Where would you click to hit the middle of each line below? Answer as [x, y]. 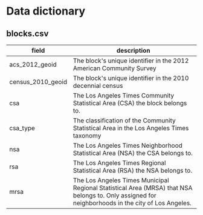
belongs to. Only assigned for [115, 195]
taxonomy [87, 136]
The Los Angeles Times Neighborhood [128, 145]
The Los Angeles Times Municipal [121, 180]
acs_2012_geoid [33, 64]
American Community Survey [114, 68]
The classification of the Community [124, 121]
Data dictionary [46, 11]
